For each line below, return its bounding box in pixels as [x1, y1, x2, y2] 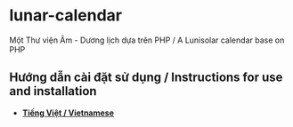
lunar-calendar [9, 5, 123, 26]
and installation [9, 83, 97, 99]
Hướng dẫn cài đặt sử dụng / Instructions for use [9, 70, 283, 85]
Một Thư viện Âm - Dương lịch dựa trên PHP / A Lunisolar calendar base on [9, 35, 285, 45]
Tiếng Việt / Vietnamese [21, 107, 114, 118]
